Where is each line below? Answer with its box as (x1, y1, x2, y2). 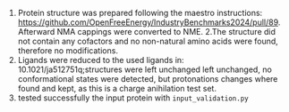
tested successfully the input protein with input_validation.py (17, 92, 249, 103)
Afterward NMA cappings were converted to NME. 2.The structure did (17, 27, 276, 36)
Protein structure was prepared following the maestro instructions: (17, 8, 263, 18)
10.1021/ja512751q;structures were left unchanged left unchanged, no (17, 64, 273, 75)
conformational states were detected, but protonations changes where (17, 74, 278, 84)
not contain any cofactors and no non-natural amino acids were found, (17, 36, 279, 46)
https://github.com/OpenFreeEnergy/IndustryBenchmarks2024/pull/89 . (17, 17, 281, 28)
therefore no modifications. (17, 45, 119, 56)
